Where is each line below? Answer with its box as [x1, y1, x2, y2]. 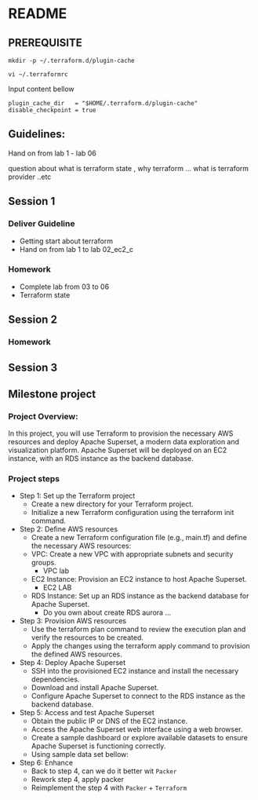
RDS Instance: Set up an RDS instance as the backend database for [31, 591, 249, 601]
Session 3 [8, 360, 57, 374]
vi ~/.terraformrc [8, 71, 68, 79]
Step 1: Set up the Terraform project [19, 491, 136, 501]
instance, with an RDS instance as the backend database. [8, 454, 194, 463]
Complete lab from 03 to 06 [19, 282, 110, 291]
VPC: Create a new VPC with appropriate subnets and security [31, 550, 234, 559]
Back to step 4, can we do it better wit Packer [31, 766, 177, 776]
